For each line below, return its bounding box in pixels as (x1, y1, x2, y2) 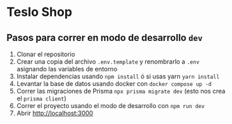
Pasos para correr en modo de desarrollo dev (6, 32, 203, 44)
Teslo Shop (6, 4, 72, 20)
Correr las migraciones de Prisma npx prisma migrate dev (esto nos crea (16, 87, 226, 95)
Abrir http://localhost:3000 (16, 109, 94, 117)
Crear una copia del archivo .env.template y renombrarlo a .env (16, 57, 199, 66)
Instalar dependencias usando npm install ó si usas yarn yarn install (16, 72, 220, 80)
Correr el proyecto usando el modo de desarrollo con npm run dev (16, 102, 205, 109)
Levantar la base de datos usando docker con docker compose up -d (16, 80, 212, 87)
